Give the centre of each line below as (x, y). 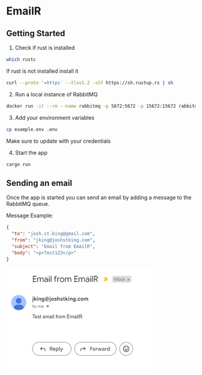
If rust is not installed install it (42, 71)
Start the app (31, 152)
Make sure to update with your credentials (59, 141)
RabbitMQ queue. (28, 204)
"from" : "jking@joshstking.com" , (54, 240)
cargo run (19, 164)
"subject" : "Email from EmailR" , (54, 246)
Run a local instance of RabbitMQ (56, 94)
